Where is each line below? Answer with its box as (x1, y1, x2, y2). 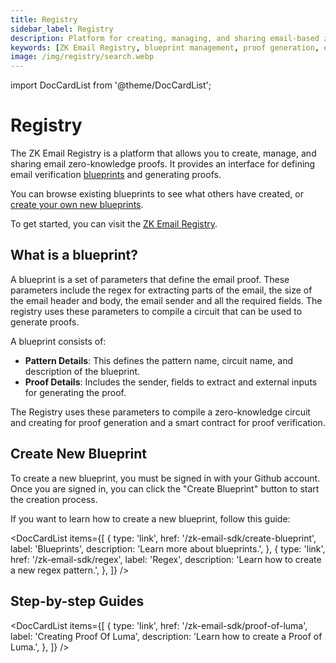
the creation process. (10, 493, 98, 505)
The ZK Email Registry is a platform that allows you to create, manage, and (10, 147, 317, 160)
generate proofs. (10, 316, 80, 328)
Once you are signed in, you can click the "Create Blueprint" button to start (10, 482, 320, 495)
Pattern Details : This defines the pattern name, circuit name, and (24, 354, 294, 366)
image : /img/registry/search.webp (10, 52, 155, 62)
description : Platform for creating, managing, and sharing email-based (10, 33, 320, 43)
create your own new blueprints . (10, 199, 144, 211)
